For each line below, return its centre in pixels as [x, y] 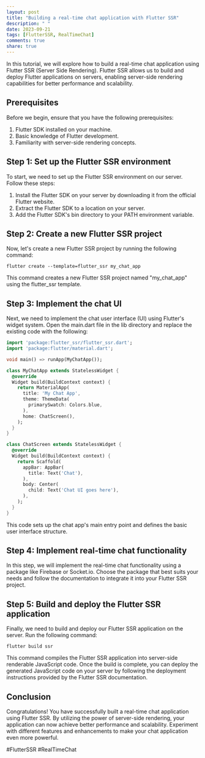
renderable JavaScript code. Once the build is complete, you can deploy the [102, 665]
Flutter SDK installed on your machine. [63, 129]
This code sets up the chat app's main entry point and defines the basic [97, 525]
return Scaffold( [39, 461]
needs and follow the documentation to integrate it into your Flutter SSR [97, 579]
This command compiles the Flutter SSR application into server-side [92, 658]
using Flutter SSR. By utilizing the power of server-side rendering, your [95, 718]
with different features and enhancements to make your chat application [97, 731]
